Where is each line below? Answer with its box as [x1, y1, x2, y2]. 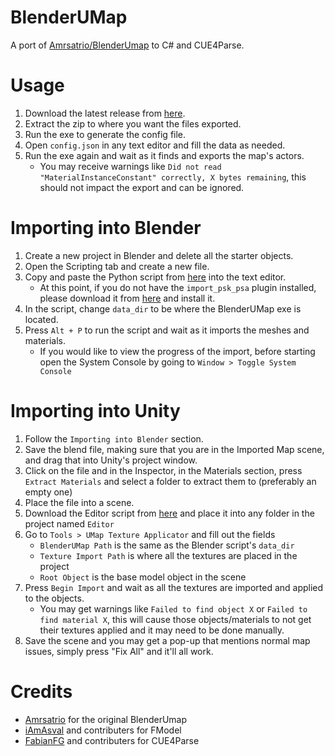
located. [24, 313, 59, 325]
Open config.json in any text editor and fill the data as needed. [24, 139, 286, 151]
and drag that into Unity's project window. [24, 454, 198, 466]
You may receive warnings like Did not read [39, 160, 222, 172]
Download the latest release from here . [24, 107, 186, 119]
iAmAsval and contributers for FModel [24, 724, 182, 736]
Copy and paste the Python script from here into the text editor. [24, 271, 287, 283]
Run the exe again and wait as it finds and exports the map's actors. [24, 149, 305, 161]
